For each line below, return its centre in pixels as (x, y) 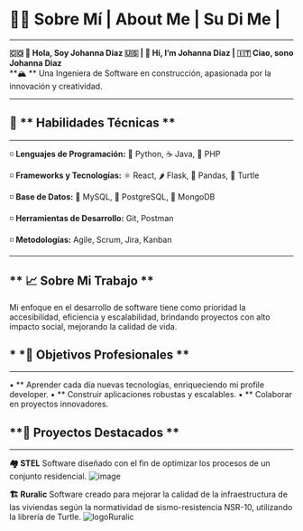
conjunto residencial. (48, 476)
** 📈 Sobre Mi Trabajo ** (82, 281)
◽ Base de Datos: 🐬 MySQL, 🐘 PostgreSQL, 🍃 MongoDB (112, 196)
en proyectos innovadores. (59, 404)
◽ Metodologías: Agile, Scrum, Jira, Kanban (91, 239)
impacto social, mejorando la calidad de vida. (93, 326)
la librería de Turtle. (45, 517)
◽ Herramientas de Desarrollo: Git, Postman (92, 218)
